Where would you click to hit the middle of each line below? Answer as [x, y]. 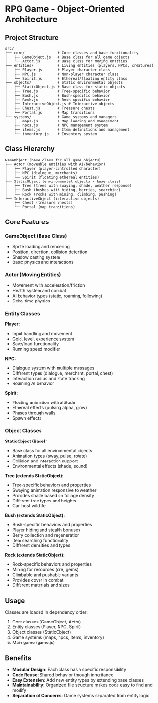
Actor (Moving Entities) [33, 275]
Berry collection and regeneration [46, 535]
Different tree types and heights [44, 501]
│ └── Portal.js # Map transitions [50, 113]
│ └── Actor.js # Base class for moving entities [66, 61]
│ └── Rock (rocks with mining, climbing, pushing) [61, 194]
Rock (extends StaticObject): [35, 555]
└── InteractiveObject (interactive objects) [52, 199]
